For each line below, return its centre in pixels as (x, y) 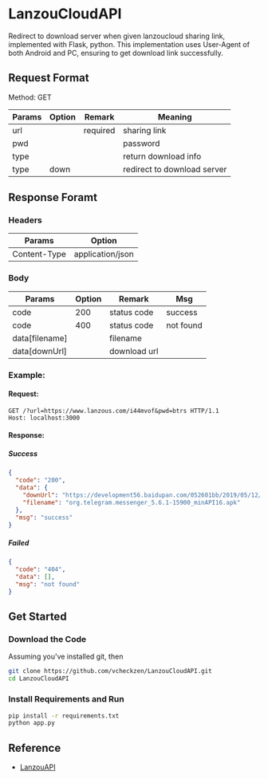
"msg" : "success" (44, 517)
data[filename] (40, 338)
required (99, 130)
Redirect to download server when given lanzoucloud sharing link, (117, 36)
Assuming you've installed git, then (66, 657)
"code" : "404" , (41, 570)
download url (134, 351)
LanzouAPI (37, 767)
